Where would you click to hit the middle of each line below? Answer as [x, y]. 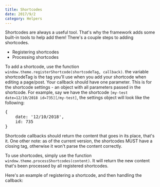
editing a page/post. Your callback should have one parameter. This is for [79, 82]
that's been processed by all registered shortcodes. [57, 166]
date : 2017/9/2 [20, 14]
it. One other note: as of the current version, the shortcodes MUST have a [79, 141]
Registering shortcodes [36, 52]
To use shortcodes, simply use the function [48, 155]
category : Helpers [24, 18]
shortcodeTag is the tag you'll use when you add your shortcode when [76, 77]
